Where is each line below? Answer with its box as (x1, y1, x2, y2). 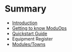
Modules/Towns (12, 41, 46, 47)
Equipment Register (12, 36, 53, 42)
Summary (5, 3, 46, 15)
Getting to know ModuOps (12, 25, 67, 31)
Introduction (12, 20, 38, 26)
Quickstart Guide (12, 30, 47, 36)
